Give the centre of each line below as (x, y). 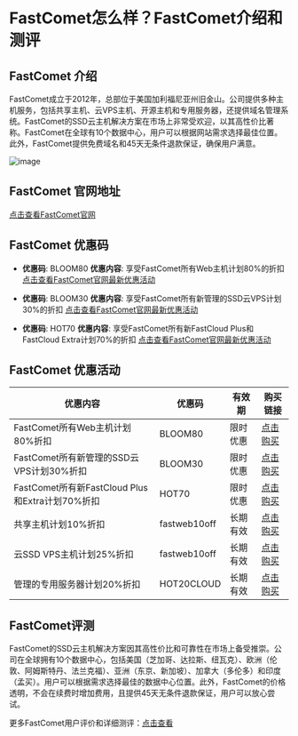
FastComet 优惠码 (59, 245)
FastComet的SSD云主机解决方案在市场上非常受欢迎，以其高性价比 (145, 121)
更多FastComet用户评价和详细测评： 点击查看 (91, 723)
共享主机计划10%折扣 (59, 524)
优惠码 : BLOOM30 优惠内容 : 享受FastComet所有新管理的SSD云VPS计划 (152, 298)
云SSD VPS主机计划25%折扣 (74, 555)
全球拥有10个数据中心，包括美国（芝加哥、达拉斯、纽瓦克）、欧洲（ (147, 660)
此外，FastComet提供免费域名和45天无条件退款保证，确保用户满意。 (135, 144)
